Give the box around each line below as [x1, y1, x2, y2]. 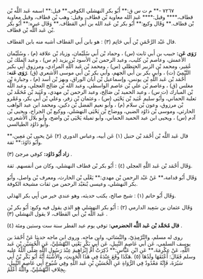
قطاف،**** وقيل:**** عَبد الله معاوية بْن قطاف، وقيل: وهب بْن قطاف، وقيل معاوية [7, 13, 193, 21]
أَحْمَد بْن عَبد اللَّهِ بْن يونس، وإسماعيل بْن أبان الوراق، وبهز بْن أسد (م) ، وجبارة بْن [7, 76, 187, 82]
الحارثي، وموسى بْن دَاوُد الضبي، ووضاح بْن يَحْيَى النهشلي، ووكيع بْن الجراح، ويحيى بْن [7, 108, 195, 114]
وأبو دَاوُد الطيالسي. [7, 120, 50, 128]
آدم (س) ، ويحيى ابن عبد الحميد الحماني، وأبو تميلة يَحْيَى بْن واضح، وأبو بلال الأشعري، [7, 114, 196, 121]
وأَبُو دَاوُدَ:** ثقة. [7, 139, 43, 146]
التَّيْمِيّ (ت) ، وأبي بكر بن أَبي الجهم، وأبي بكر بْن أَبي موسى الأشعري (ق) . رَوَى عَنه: [7, 69, 191, 76]
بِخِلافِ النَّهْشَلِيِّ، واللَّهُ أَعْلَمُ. [7, 266, 67, 273]
